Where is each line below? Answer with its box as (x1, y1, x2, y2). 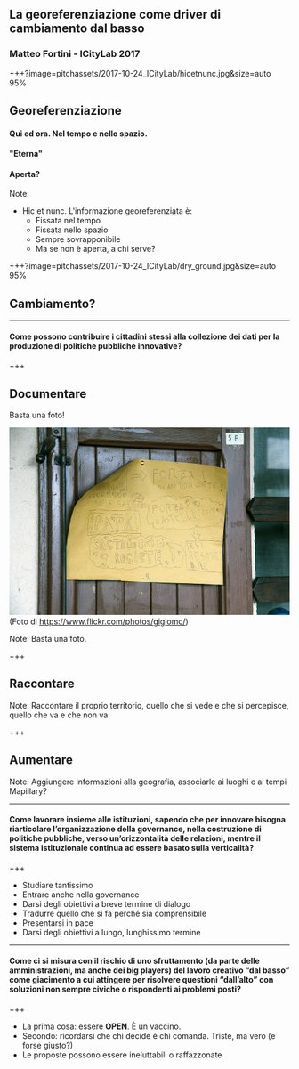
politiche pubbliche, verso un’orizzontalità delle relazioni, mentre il (9, 833, 261, 844)
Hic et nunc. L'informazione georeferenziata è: (21, 206, 193, 216)
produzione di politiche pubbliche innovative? (9, 340, 182, 351)
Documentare (9, 386, 87, 401)
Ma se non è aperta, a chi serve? (35, 244, 156, 255)
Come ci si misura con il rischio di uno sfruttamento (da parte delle (9, 956, 260, 967)
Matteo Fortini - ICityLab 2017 (9, 48, 141, 61)
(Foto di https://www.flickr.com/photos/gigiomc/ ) (9, 616, 189, 627)
